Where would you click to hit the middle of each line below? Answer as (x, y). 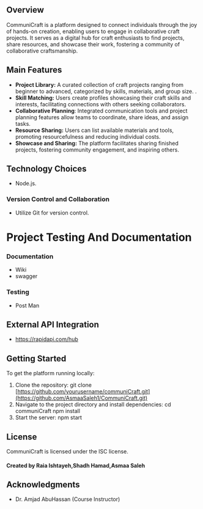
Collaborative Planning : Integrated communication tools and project (101, 111)
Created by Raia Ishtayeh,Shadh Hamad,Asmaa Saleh (76, 465)
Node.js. (26, 183)
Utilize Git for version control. (52, 213)
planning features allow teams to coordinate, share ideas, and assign (102, 117)
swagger (26, 276)
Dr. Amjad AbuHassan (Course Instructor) (68, 499)
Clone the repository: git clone (53, 385)
